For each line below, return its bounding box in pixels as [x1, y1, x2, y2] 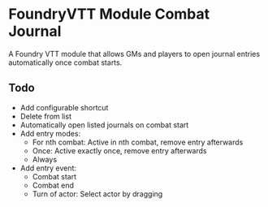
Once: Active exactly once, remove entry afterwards [32, 145, 207, 155]
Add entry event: [19, 163, 77, 173]
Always [32, 154, 58, 164]
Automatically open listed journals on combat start [19, 119, 189, 130]
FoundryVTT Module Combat [8, 5, 210, 24]
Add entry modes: [19, 128, 81, 138]
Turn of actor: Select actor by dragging [32, 188, 163, 199]
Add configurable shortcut [19, 102, 109, 112]
